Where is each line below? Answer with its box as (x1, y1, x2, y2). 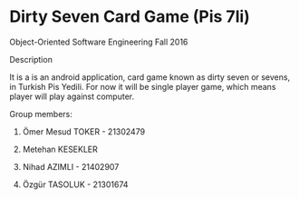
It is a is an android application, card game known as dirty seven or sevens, (9, 71, 291, 83)
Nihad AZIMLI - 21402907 (22, 161, 120, 172)
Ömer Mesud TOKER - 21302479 (22, 125, 146, 137)
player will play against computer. (9, 91, 134, 102)
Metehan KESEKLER (22, 144, 98, 154)
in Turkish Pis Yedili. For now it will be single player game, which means (9, 81, 276, 92)
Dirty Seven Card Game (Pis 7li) (9, 6, 251, 27)
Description (9, 54, 53, 65)
